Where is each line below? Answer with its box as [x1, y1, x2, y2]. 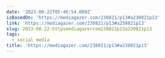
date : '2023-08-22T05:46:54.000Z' [6, 8, 93, 15]
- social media [11, 37, 50, 43]
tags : [6, 31, 20, 37]
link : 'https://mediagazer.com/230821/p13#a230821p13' [6, 20, 147, 26]
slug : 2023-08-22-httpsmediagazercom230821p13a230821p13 [6, 25, 152, 32]
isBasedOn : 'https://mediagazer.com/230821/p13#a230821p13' [6, 14, 161, 21]
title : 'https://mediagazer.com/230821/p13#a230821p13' [6, 43, 149, 49]
